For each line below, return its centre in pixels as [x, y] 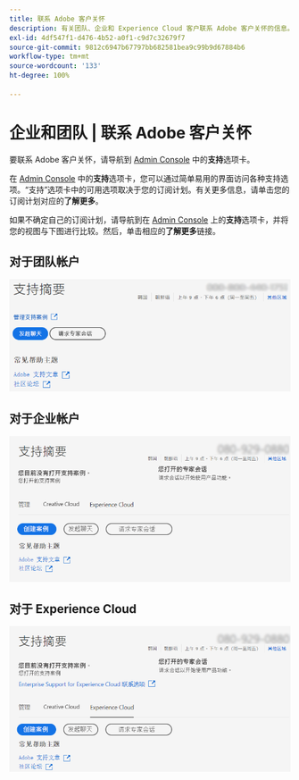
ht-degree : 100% [39, 76]
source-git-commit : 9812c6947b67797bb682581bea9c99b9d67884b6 [127, 47]
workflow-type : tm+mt [50, 57]
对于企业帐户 [45, 419]
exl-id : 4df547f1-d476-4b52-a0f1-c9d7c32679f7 [97, 38]
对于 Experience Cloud [73, 609]
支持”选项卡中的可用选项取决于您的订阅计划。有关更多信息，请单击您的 [159, 189]
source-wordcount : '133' [55, 66]
